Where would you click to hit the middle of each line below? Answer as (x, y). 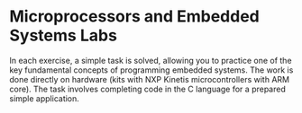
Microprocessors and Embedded (134, 17)
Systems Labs (63, 35)
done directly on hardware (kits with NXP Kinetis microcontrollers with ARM (150, 79)
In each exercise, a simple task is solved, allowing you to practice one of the (151, 60)
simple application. (44, 98)
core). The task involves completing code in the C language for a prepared (147, 89)
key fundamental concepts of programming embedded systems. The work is (151, 70)
